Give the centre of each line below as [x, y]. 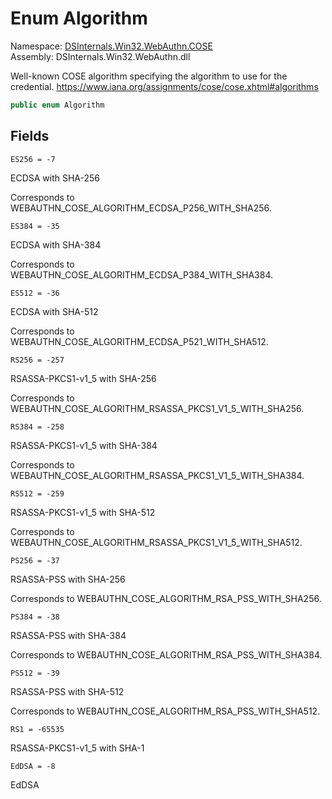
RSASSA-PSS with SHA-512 [67, 691]
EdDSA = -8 [33, 766]
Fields [30, 136]
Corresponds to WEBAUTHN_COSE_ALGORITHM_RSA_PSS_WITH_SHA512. [165, 711]
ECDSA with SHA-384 [56, 244]
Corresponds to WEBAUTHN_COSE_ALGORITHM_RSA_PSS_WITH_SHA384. [166, 654]
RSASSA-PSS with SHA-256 [68, 579]
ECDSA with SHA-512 [54, 311]
